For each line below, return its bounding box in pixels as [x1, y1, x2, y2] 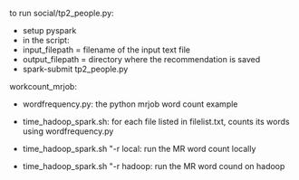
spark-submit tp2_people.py [22, 63, 129, 74]
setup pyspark [22, 25, 77, 35]
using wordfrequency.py [22, 126, 114, 137]
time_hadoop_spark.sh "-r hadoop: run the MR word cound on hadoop [22, 161, 285, 171]
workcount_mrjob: [9, 81, 77, 91]
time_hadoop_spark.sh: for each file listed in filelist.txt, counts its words [22, 117, 290, 127]
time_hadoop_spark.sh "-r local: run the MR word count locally [22, 144, 256, 154]
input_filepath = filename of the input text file [22, 44, 190, 55]
